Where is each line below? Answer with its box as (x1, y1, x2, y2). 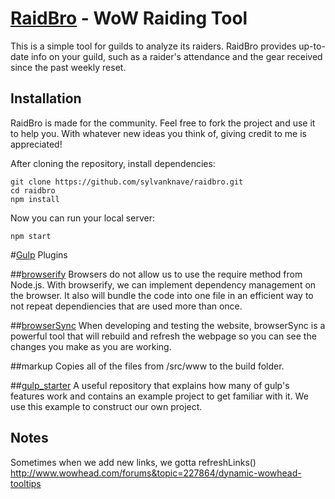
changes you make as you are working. (10, 340, 172, 352)
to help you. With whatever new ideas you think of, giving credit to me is (10, 127, 307, 139)
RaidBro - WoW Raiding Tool (10, 7, 248, 30)
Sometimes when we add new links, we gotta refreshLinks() (10, 456, 257, 468)
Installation (10, 90, 82, 107)
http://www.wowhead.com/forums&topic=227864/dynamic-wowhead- (10, 467, 302, 479)
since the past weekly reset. (10, 61, 127, 73)
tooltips (10, 477, 42, 489)
